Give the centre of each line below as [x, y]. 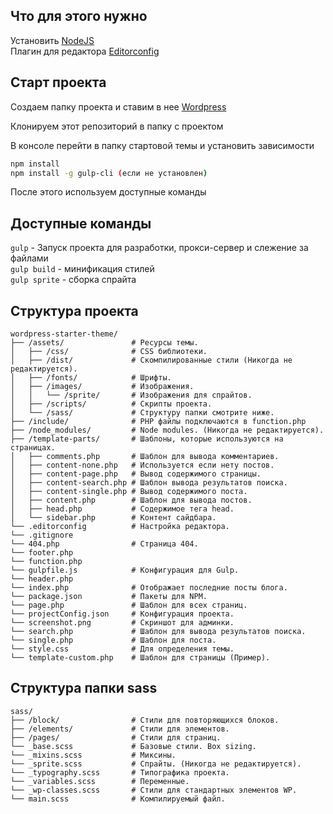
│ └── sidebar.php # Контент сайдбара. [113, 518]
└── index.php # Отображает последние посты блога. [149, 588]
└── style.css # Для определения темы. [122, 649]
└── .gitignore [42, 535]
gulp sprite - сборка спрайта [73, 280]
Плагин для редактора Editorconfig [85, 51]
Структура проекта [74, 310]
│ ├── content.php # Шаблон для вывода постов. [131, 500]
